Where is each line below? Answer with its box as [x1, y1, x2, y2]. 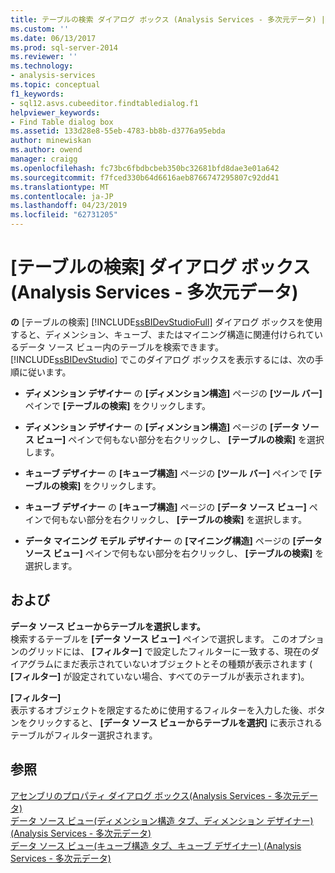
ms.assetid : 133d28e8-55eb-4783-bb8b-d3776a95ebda [10, 126, 226, 136]
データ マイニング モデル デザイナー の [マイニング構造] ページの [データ [24, 534, 323, 546]
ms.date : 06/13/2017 [10, 33, 97, 43]
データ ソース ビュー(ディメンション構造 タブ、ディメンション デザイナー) [10, 814, 314, 826]
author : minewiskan [10, 136, 92, 146]
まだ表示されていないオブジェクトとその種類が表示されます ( [61, 657, 313, 670]
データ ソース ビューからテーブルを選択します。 [10, 620, 206, 632]
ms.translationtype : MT [10, 182, 110, 192]
